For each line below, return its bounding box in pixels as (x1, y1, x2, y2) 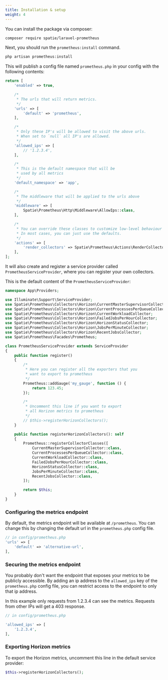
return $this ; (23, 487, 52, 492)
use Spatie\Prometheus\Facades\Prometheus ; (5, 334, 97, 339)
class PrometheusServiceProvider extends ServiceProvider (5, 343, 128, 349)
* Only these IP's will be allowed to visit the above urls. (16, 129, 146, 134)
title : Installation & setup (5, 7, 66, 13)
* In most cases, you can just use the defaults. (16, 231, 122, 236)
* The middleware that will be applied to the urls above (16, 194, 140, 199)
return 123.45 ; (31, 385, 64, 390)
